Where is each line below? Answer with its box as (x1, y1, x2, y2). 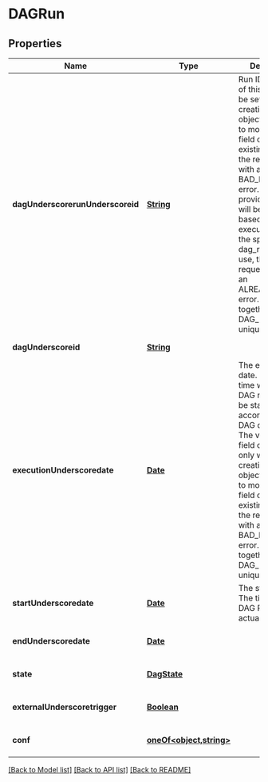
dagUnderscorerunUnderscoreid (12, 199, 140, 209)
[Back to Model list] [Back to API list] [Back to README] (8, 765, 191, 774)
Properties (8, 37, 62, 50)
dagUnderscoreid (12, 341, 81, 353)
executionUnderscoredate (12, 465, 114, 476)
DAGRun (8, 5, 65, 23)
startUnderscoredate (12, 597, 94, 608)
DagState (146, 668, 183, 680)
